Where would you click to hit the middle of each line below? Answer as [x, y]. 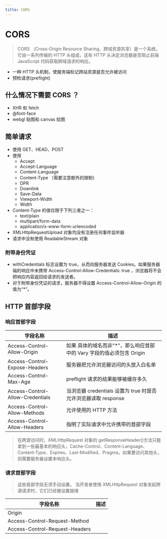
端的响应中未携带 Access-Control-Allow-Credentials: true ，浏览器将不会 [87, 271]
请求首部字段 [21, 473]
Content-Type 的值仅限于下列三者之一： [53, 210]
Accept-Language [38, 166]
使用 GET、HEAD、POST [38, 150]
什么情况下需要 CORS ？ [42, 95]
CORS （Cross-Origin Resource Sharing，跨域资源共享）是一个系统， [89, 49]
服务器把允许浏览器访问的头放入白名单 [111, 365]
